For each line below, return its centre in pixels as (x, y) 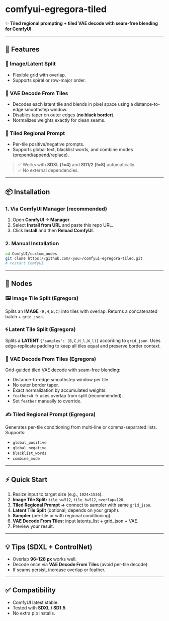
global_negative (29, 448)
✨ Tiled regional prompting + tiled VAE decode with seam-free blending (82, 23)
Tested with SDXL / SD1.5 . (39, 607)
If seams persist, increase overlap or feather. (59, 570)
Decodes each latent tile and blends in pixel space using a (73, 104)
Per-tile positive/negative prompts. (48, 144)
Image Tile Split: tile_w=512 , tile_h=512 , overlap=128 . (68, 500)
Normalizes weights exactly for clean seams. (59, 120)
